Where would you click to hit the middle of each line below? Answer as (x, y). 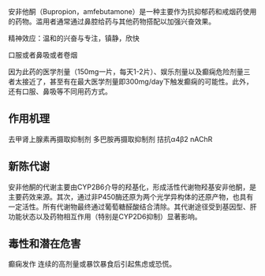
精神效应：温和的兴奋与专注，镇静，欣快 (74, 38)
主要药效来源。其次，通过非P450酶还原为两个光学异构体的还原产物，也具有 (131, 196)
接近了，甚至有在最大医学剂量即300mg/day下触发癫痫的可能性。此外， (138, 82)
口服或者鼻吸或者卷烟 (43, 55)
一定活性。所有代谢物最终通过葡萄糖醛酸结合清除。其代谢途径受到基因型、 (129, 207)
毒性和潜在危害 (45, 244)
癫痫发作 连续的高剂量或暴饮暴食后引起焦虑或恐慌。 (92, 264)
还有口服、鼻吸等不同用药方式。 (60, 91)
